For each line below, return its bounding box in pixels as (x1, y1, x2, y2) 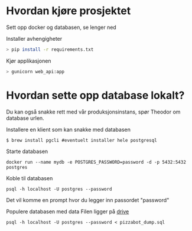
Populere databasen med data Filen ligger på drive (6, 208, 129, 215)
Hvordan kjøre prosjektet (6, 4, 131, 18)
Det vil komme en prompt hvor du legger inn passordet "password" (6, 196, 170, 203)
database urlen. (6, 114, 44, 122)
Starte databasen (6, 148, 48, 155)
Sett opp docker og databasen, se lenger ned (6, 24, 116, 31)
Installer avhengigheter (6, 35, 63, 42)
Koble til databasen (6, 174, 53, 181)
